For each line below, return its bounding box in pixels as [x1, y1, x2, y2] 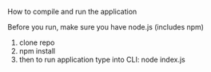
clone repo [18, 38, 55, 47]
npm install [18, 46, 56, 55]
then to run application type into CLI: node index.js [18, 55, 185, 64]
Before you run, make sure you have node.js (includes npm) [7, 22, 205, 31]
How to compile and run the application [7, 7, 137, 16]
